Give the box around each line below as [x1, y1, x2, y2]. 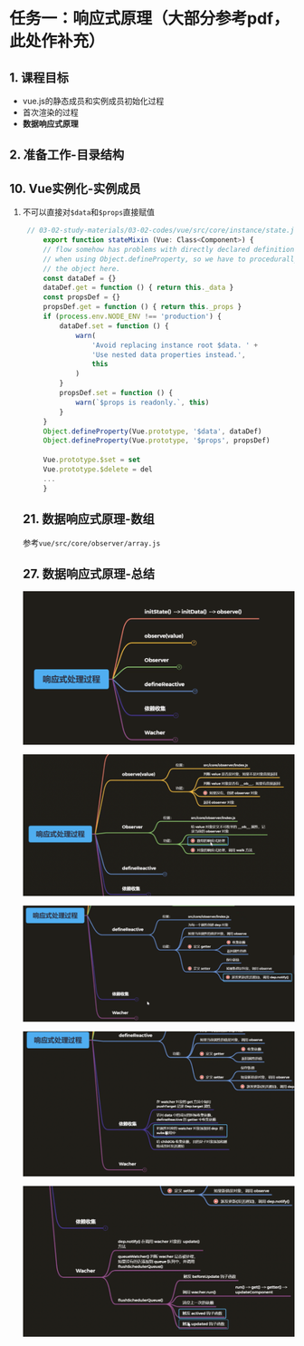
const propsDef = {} [43, 293, 120, 302]
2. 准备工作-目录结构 [9, 147, 125, 163]
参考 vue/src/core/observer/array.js [22, 537, 161, 548]
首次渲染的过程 [22, 107, 79, 118]
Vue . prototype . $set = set [43, 455, 141, 465]
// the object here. [43, 264, 120, 273]
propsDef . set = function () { [59, 389, 174, 398]
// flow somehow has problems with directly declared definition [43, 245, 295, 254]
